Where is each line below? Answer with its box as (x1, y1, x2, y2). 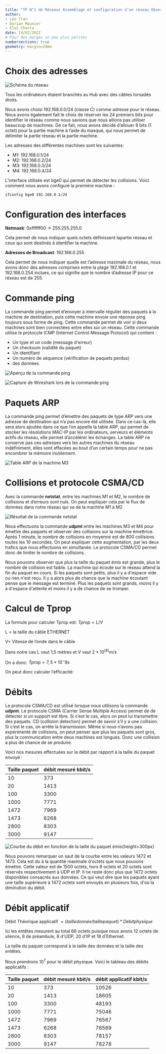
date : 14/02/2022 (5, 30, 41, 35)
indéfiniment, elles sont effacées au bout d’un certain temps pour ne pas (5, 445, 153, 451)
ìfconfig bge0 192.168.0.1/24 (5, 192, 68, 197)
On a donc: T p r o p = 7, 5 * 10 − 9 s (5, 659, 70, 666)
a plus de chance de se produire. (5, 739, 73, 746)
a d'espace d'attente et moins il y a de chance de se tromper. (5, 586, 130, 592)
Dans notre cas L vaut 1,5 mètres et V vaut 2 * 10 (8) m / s (5, 648, 117, 655)
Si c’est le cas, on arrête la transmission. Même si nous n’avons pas (5, 724, 142, 730)
